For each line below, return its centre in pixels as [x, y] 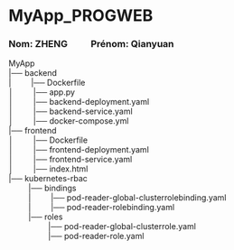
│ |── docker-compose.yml [69, 121]
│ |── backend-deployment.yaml [79, 102]
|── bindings [52, 188]
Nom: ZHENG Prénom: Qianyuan [91, 44]
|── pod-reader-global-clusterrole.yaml [122, 227]
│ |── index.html [48, 169]
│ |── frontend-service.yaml [70, 160]
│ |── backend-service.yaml [70, 111]
